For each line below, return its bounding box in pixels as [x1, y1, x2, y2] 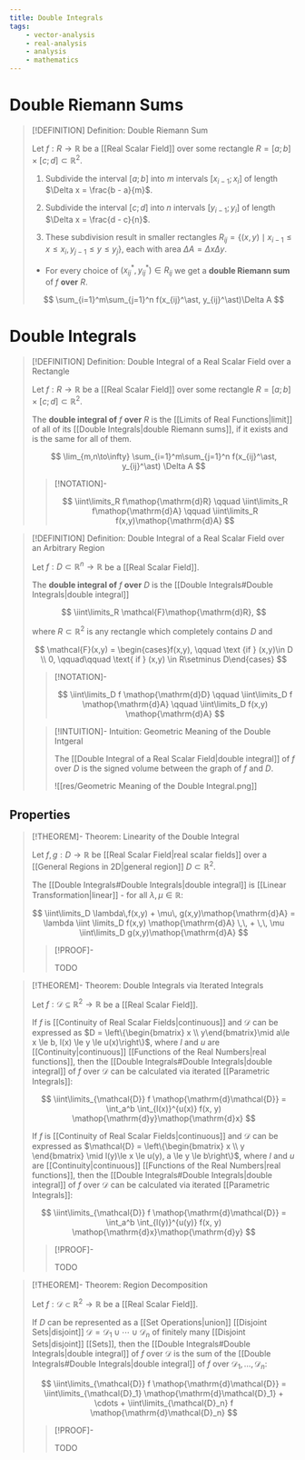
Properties [9, 806, 71, 823]
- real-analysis [25, 38, 88, 48]
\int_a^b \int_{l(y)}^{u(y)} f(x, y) [105, 1217, 222, 1228]
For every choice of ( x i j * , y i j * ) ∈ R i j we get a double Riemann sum [44, 263, 290, 278]
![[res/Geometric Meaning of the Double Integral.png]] [54, 781, 258, 792]
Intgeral [54, 735, 84, 746]
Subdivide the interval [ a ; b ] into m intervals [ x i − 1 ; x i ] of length [44, 173, 279, 186]
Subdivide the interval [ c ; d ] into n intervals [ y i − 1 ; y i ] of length [44, 202, 276, 215]
